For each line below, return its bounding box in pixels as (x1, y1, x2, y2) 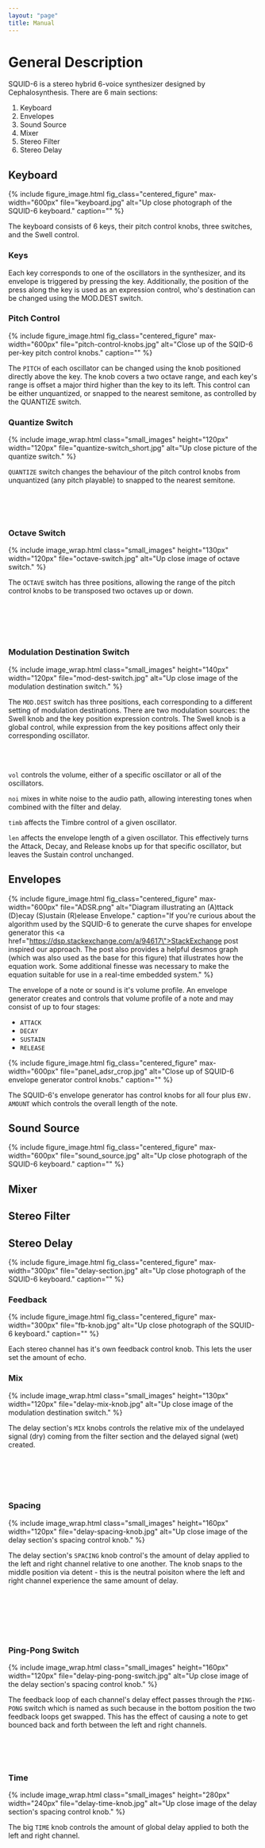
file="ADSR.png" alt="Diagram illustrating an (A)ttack (60, 902, 234, 912)
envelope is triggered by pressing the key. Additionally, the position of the (8, 276, 249, 286)
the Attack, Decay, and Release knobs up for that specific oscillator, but (8, 841, 242, 851)
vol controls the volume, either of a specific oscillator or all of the (8, 770, 222, 779)
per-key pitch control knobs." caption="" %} (8, 348, 153, 357)
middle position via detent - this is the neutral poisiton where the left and (8, 1567, 245, 1577)
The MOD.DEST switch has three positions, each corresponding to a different (8, 697, 252, 706)
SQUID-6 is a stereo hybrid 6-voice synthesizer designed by (8, 79, 205, 89)
